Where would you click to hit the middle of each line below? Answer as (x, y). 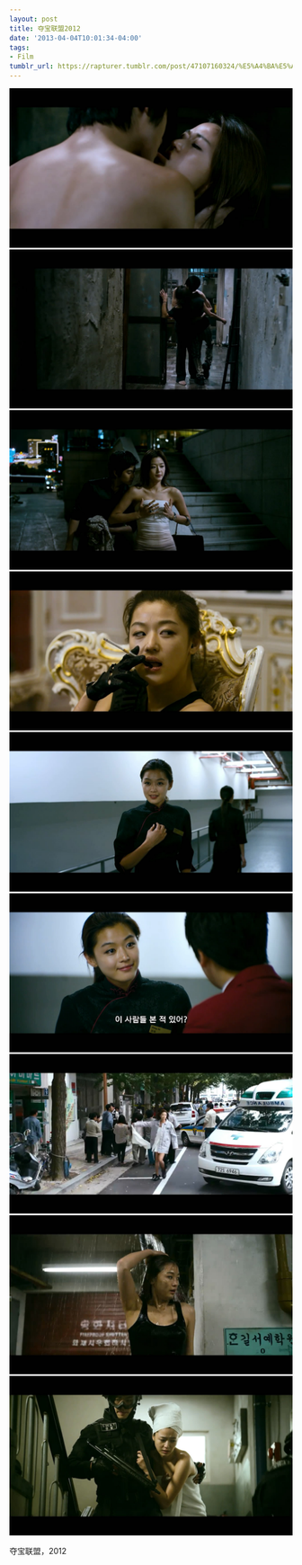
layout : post (34, 19)
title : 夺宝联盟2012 (45, 28)
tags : (19, 48)
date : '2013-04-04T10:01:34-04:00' (76, 38)
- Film (22, 57)
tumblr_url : (31, 67)
